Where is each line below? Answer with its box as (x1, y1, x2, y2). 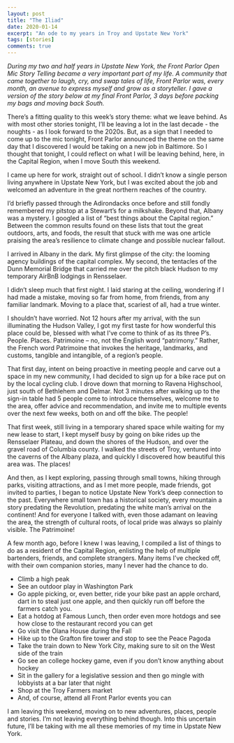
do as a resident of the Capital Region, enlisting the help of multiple (7, 547, 200, 554)
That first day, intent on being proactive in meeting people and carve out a (7, 365, 221, 373)
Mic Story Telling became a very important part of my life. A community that (7, 69, 227, 78)
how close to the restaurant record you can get (17, 619, 153, 628)
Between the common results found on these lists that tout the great (7, 222, 204, 229)
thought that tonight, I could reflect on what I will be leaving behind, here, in (7, 150, 225, 158)
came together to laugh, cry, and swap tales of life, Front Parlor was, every (7, 77, 224, 85)
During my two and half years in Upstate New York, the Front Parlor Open (7, 62, 220, 70)
